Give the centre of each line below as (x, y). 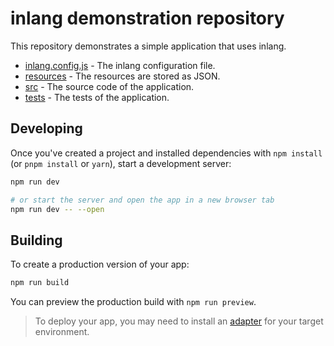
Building (36, 240)
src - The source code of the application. (109, 86)
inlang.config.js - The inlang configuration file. (120, 65)
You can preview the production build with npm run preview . (133, 302)
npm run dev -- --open (57, 209)
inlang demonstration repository (147, 18)
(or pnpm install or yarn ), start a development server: (121, 163)
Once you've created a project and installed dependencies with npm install (166, 153)
